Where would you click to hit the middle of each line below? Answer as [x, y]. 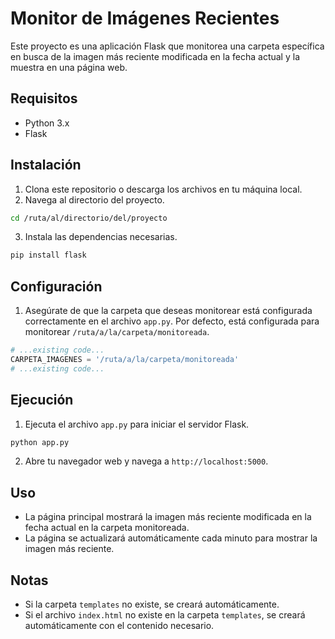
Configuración [56, 286]
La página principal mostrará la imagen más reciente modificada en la [168, 517]
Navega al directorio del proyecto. [94, 199]
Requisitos [44, 98]
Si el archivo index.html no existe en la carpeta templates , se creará [165, 615]
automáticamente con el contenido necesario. [119, 626]
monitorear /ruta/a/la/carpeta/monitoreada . [117, 332]
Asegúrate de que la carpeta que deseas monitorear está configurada [168, 311]
